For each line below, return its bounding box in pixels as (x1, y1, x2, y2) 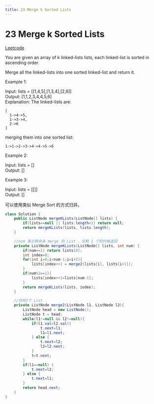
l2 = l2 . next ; (40, 344, 65, 349)
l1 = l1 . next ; (40, 330, 65, 335)
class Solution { (5, 212, 41, 217)
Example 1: (5, 78, 27, 84)
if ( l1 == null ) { (23, 362, 54, 367)
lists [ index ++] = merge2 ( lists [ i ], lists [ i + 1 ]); (31, 262, 133, 267)
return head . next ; (23, 385, 61, 390)
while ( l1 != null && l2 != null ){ (23, 316, 85, 321)
